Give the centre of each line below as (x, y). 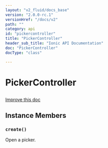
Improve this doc (23, 100)
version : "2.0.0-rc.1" (29, 15)
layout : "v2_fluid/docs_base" (37, 10)
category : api (20, 29)
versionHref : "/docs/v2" (32, 19)
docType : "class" (24, 53)
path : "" (15, 24)
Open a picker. (21, 140)
